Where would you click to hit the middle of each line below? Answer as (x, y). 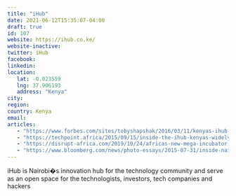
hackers (19, 186)
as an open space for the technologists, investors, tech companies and (110, 178)
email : (17, 118)
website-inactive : (34, 46)
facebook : (22, 59)
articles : (22, 124)
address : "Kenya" (42, 92)
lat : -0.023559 (39, 79)
